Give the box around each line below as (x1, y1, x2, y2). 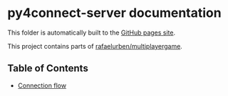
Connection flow (17, 81, 66, 90)
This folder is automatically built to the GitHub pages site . (7, 28, 176, 37)
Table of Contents (7, 62, 89, 75)
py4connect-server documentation (7, 5, 222, 21)
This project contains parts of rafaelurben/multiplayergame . (7, 42, 183, 50)
